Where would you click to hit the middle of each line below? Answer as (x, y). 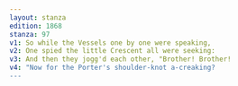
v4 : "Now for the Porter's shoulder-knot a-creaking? (113, 68)
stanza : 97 (30, 34)
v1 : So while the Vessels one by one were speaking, (110, 43)
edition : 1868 (36, 26)
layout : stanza (38, 17)
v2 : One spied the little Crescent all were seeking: (113, 51)
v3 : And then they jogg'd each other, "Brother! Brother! (120, 59)
